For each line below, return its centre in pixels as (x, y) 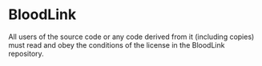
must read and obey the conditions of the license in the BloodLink (117, 45)
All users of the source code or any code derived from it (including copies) (131, 37)
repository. (26, 53)
